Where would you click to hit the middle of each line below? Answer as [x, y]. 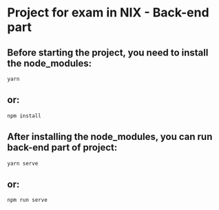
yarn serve [23, 163]
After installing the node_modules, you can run [110, 137]
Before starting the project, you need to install [108, 52]
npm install [24, 116]
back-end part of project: [62, 148]
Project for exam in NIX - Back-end [108, 13]
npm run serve [28, 200]
